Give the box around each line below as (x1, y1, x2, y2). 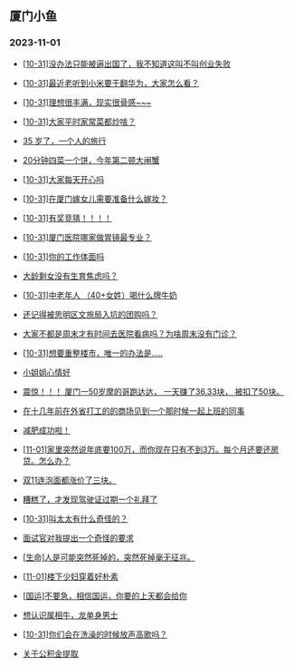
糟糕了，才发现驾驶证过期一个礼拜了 (22, 494, 158, 505)
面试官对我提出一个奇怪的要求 (22, 532, 134, 543)
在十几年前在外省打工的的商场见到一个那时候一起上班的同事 (22, 405, 245, 416)
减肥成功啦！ (22, 425, 71, 436)
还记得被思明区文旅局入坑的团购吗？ (22, 309, 158, 319)
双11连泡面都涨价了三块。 (22, 475, 118, 486)
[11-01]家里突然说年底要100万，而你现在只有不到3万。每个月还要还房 (22, 444, 280, 455)
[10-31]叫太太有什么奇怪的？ (22, 513, 128, 524)
